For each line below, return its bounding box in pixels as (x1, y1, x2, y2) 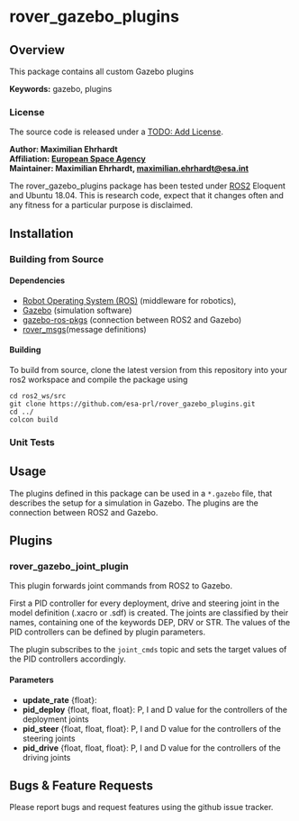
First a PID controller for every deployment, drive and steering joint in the (9, 598, 280, 609)
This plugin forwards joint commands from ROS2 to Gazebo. (9, 580, 232, 591)
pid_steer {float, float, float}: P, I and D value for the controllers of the (22, 723, 282, 734)
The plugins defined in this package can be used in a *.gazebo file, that (9, 488, 273, 498)
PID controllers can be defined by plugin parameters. (9, 626, 206, 637)
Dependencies (9, 275, 66, 286)
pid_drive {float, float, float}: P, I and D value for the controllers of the (22, 742, 281, 753)
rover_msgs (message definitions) (22, 324, 147, 334)
